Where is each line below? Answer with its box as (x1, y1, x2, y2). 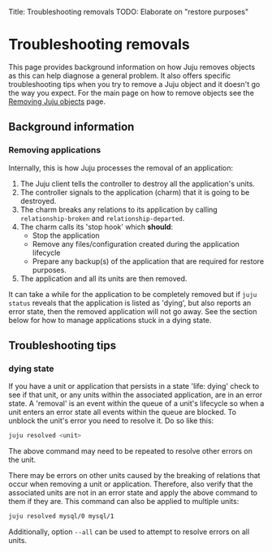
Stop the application (32, 231, 100, 240)
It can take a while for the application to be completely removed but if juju (8, 289, 257, 299)
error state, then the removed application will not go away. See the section (8, 306, 257, 316)
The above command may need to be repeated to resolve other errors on (8, 446, 253, 456)
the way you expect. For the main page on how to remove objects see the (8, 88, 254, 97)
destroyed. (19, 196, 57, 205)
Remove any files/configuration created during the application (32, 239, 240, 248)
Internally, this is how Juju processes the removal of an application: (8, 162, 234, 173)
